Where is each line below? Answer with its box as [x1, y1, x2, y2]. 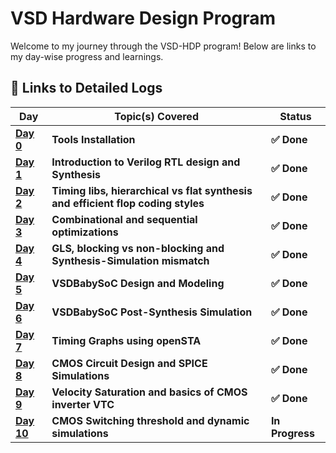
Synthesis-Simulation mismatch [51, 253, 210, 267]
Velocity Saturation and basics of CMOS [51, 385, 248, 399]
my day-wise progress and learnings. [10, 50, 164, 62]
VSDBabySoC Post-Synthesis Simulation [51, 305, 253, 319]
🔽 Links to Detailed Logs [10, 80, 163, 97]
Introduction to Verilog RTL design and [51, 155, 241, 169]
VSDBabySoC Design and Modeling [51, 276, 225, 290]
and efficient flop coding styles [51, 196, 205, 210]
